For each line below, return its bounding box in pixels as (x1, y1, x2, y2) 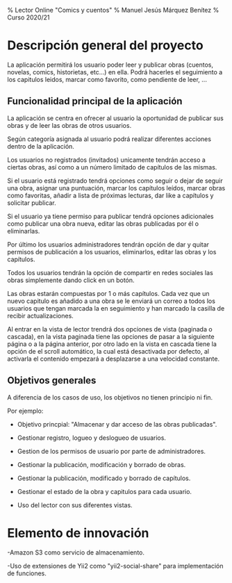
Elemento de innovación (7, 525, 149, 541)
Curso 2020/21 (7, 13, 50, 22)
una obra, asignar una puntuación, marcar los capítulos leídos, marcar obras (7, 183, 226, 192)
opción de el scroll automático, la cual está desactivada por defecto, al (7, 347, 210, 355)
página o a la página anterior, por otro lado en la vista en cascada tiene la (7, 340, 217, 348)
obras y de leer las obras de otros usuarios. (7, 121, 132, 129)
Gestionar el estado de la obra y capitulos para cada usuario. (17, 487, 192, 495)
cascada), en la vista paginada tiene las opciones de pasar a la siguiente (7, 332, 215, 340)
